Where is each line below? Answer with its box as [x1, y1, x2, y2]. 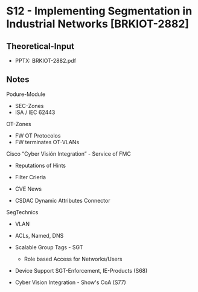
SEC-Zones [14, 102, 44, 109]
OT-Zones [6, 120, 31, 127]
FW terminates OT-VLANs [14, 138, 80, 145]
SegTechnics [6, 208, 39, 215]
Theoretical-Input [6, 41, 74, 51]
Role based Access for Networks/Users [24, 255, 123, 262]
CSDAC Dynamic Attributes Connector [14, 197, 110, 204]
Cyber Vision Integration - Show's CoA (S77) [14, 279, 127, 286]
